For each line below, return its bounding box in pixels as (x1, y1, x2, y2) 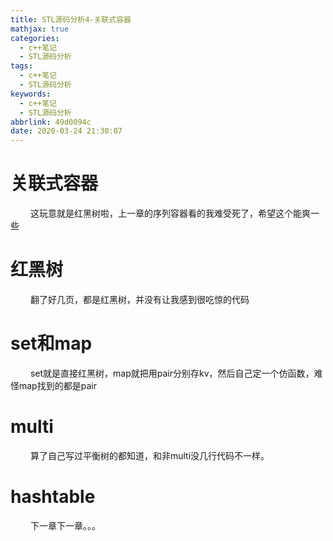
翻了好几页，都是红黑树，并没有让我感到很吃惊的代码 (29, 294, 250, 305)
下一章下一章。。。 (29, 519, 101, 531)
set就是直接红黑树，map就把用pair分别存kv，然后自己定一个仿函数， (29, 367, 315, 379)
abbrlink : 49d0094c (10, 117, 92, 127)
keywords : (10, 89, 52, 99)
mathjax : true (10, 24, 70, 34)
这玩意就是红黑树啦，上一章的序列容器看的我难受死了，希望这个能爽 (29, 207, 311, 220)
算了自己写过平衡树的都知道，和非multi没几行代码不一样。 (29, 449, 270, 461)
